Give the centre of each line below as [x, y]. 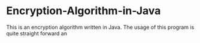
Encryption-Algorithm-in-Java [84, 11]
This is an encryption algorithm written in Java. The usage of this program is [100, 27]
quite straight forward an [37, 33]
